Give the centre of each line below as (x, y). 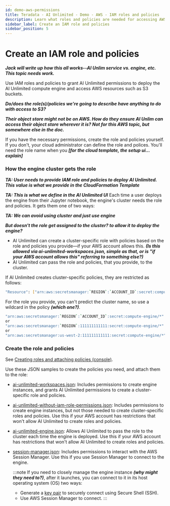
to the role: (16, 374)
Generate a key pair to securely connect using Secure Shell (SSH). (89, 493)
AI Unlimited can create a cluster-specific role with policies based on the (88, 241)
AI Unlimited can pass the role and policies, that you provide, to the (82, 262)
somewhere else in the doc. (35, 130)
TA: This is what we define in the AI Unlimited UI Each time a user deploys (83, 195)
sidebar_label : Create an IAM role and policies (57, 24)
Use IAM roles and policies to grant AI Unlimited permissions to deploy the (83, 83)
